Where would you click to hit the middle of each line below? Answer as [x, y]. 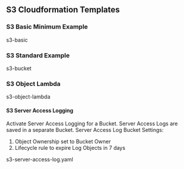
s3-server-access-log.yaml [40, 159]
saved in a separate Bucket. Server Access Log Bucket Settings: [85, 130]
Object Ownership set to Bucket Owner [63, 142]
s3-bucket [19, 68]
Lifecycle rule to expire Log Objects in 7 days [70, 148]
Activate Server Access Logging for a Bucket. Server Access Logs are [92, 124]
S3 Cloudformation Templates [63, 10]
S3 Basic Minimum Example [47, 27]
